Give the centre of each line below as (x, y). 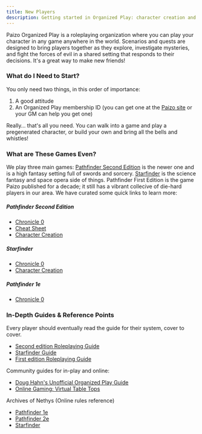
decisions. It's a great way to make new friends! (66, 60)
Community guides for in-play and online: (58, 371)
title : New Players (31, 12)
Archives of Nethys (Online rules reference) (60, 401)
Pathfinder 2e (32, 419)
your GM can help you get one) (54, 114)
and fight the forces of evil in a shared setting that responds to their (90, 54)
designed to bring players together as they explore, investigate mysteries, (98, 47)
